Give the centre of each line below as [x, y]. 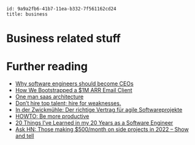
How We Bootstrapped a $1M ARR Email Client [74, 90]
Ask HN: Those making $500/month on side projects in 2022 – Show [102, 130]
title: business [27, 14]
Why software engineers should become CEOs [74, 84]
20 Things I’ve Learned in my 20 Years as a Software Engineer [94, 123]
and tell [25, 136]
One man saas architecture [49, 97]
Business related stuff [64, 38]
